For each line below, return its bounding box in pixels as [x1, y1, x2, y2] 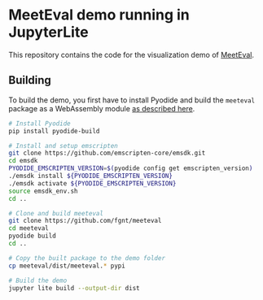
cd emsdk [8, 157, 38, 165]
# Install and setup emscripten [8, 141, 118, 150]
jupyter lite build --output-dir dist [8, 284, 140, 292]
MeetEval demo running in [8, 6, 190, 24]
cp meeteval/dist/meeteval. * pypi [8, 262, 126, 270]
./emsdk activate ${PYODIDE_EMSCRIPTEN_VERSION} [8, 179, 177, 188]
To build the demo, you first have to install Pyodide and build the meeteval [8, 95, 255, 105]
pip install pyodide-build [8, 127, 100, 135]
